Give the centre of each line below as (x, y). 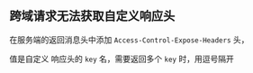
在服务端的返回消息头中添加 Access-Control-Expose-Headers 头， (129, 40)
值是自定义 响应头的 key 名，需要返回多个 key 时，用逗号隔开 (122, 59)
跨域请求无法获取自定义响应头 (92, 16)
